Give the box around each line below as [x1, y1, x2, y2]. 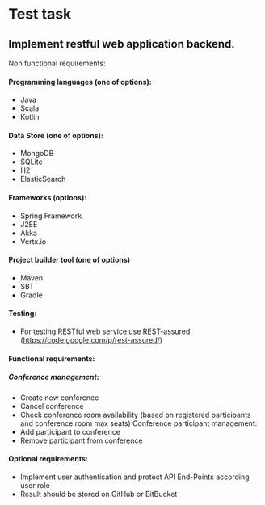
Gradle [19, 290, 43, 300]
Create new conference [19, 393, 99, 402]
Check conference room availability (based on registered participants [19, 410, 251, 419]
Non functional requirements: [8, 58, 106, 68]
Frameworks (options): [8, 193, 87, 202]
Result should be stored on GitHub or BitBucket [19, 489, 178, 499]
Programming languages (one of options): [8, 77, 152, 86]
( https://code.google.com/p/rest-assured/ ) [19, 335, 163, 345]
